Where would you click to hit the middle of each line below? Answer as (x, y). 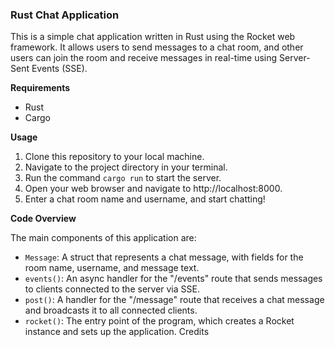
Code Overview (43, 219)
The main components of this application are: (103, 238)
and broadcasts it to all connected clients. (111, 310)
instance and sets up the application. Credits (117, 332)
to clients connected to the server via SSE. (112, 289)
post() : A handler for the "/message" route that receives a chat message (174, 300)
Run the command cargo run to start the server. (123, 178)
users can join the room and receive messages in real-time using (144, 58)
